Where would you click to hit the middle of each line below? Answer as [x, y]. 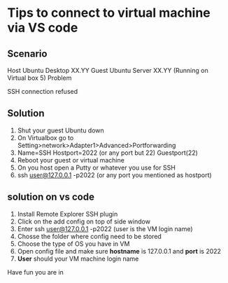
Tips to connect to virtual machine [109, 13]
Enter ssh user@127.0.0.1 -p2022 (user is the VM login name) [105, 228]
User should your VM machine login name [78, 258]
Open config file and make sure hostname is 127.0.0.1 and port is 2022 [119, 251]
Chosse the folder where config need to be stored [90, 236]
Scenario [27, 54]
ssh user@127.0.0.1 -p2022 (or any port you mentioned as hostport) [114, 175]
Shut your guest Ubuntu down [61, 130]
